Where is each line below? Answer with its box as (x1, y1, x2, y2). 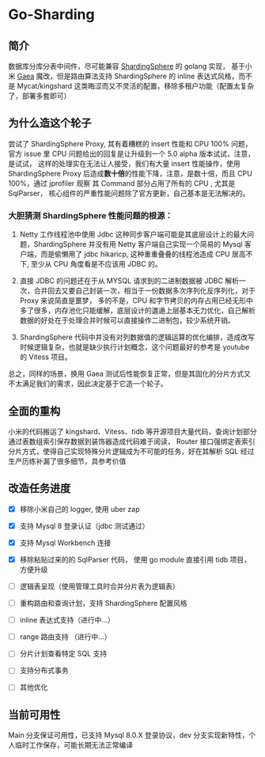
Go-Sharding (8, 6, 95, 24)
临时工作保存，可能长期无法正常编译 (14, 740, 133, 750)
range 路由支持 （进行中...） (19, 632, 112, 642)
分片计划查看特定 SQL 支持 (19, 649, 108, 658)
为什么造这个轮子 (8, 116, 92, 130)
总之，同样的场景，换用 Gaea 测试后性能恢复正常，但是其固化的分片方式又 (8, 369, 252, 379)
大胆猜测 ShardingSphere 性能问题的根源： (8, 210, 173, 221)
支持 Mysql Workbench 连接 (19, 538, 112, 547)
